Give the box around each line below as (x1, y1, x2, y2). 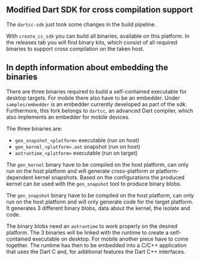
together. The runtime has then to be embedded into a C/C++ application (6, 241, 187, 248)
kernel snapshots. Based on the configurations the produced (34, 173, 185, 181)
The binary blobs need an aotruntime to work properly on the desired (6, 222, 178, 230)
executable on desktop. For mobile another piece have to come (32, 235, 189, 242)
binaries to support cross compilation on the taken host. (6, 45, 145, 52)
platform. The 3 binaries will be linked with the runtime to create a (6, 229, 169, 236)
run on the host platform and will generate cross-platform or (6, 167, 155, 175)
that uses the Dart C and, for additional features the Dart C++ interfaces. (6, 248, 186, 255)
